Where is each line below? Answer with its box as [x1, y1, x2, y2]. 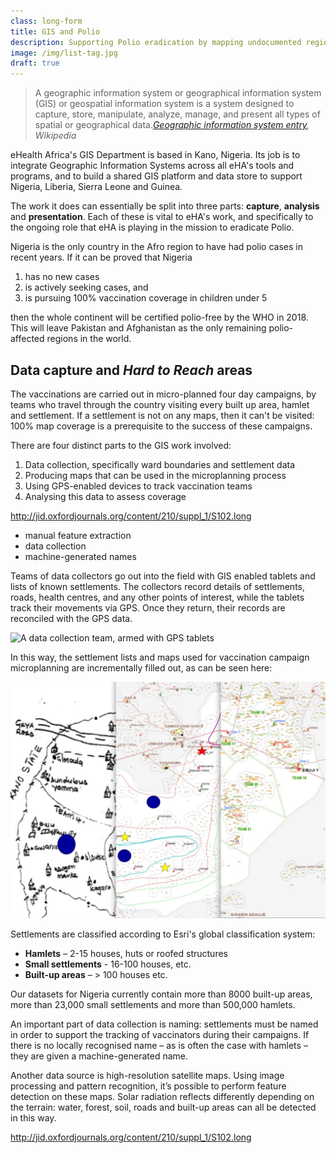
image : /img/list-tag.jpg [10, 48, 118, 58]
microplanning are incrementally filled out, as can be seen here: [10, 661, 273, 674]
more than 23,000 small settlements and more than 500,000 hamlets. [10, 998, 296, 1010]
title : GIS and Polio [10, 26, 101, 37]
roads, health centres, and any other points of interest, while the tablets [10, 591, 305, 603]
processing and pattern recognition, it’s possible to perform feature [10, 1080, 287, 1092]
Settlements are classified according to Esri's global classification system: [10, 928, 316, 940]
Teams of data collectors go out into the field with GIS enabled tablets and [10, 570, 316, 582]
